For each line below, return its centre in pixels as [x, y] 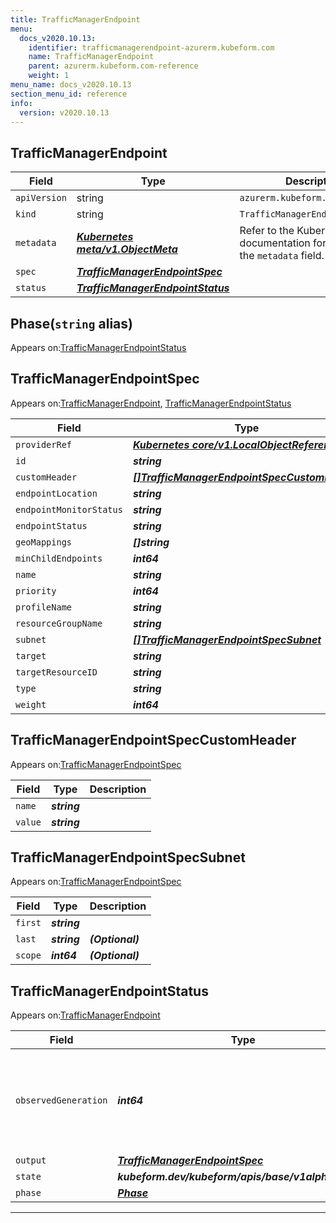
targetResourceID [56, 672]
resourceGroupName [59, 623]
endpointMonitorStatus [69, 509]
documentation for [283, 243]
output [31, 1160]
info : [21, 103]
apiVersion [41, 198]
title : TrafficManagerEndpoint [75, 19]
